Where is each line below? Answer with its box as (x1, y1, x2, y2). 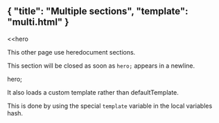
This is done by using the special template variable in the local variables (7, 102, 213, 110)
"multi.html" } (7, 17, 69, 28)
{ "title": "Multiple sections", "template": (7, 6, 189, 17)
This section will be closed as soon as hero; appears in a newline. (7, 61, 195, 70)
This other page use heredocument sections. (7, 48, 136, 56)
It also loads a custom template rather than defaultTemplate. (7, 88, 179, 96)
